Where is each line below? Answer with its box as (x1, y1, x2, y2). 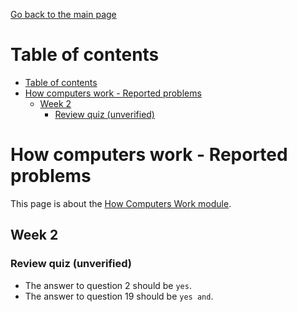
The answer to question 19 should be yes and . (24, 290, 214, 302)
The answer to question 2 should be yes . (24, 279, 192, 291)
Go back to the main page (10, 9, 117, 20)
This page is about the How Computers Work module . (10, 197, 232, 209)
